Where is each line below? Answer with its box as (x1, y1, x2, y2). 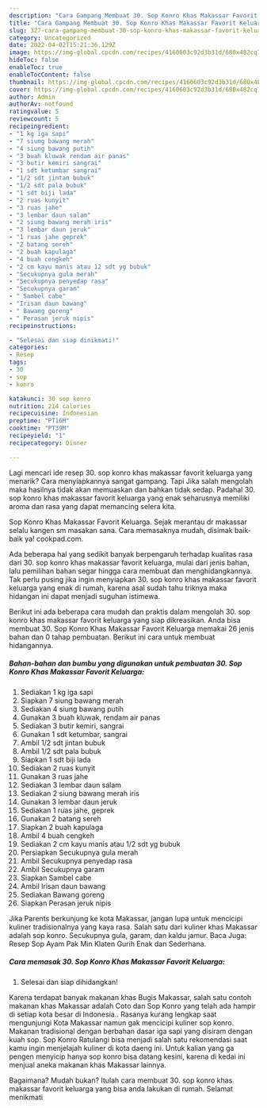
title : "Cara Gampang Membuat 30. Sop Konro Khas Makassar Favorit (9, 19, 237, 27)
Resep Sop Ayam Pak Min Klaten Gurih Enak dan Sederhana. (9, 939, 207, 948)
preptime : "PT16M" (9, 417, 70, 425)
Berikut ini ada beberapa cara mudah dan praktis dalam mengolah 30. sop (9, 607, 250, 616)
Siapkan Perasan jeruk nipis (20, 898, 112, 908)
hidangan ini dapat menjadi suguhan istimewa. (9, 591, 161, 600)
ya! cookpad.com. (24, 534, 84, 543)
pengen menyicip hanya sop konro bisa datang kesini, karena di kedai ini (9, 1052, 246, 1061)
